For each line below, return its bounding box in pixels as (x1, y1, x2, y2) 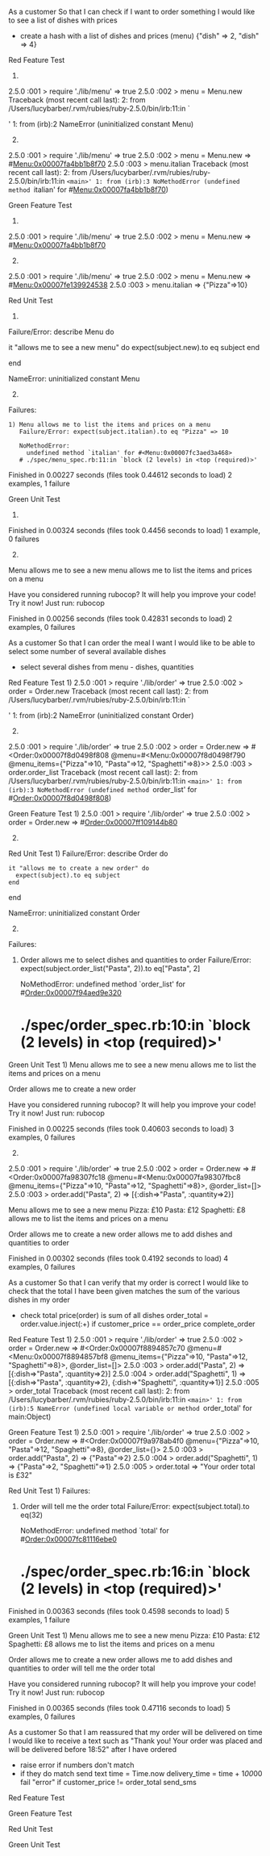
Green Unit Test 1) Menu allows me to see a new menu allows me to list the (8, 1060, 256, 1070)
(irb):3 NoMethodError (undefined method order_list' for (8, 785, 197, 794)
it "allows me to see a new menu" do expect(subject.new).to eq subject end (8, 343, 260, 352)
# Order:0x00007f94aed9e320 (19, 988, 123, 997)
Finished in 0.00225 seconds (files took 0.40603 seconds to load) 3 (8, 1124, 235, 1133)
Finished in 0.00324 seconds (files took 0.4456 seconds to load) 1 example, (8, 526, 260, 535)
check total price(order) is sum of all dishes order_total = (19, 1310, 210, 1320)
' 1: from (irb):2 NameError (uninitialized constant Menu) (8, 119, 194, 128)
